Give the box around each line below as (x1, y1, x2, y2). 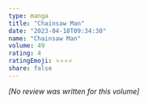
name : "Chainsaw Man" (8, 34, 82, 43)
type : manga (8, 11, 49, 20)
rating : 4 (8, 49, 42, 57)
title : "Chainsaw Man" (8, 19, 85, 27)
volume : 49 (8, 42, 45, 50)
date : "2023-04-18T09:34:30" (8, 27, 107, 35)
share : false (8, 64, 53, 73)
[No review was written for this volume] (8, 86, 140, 96)
